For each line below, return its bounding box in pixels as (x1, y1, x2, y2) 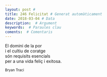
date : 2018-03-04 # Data (5, 16, 55, 21)
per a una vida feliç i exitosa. (5, 59, 62, 64)
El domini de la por (5, 43, 42, 48)
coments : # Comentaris (5, 30, 53, 34)
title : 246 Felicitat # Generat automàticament (5, 12, 103, 16)
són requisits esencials (5, 53, 51, 59)
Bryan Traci (5, 68, 24, 73)
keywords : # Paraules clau (5, 25, 62, 30)
